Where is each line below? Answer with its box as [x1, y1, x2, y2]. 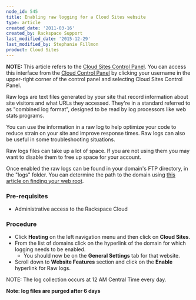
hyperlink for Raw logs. [14, 265, 71, 272]
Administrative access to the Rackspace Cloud [14, 205, 128, 212]
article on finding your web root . [6, 177, 84, 184]
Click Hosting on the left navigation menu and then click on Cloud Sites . [14, 234, 190, 241]
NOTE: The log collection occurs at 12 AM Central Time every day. [6, 276, 167, 283]
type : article [6, 19, 41, 25]
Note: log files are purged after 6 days [6, 288, 101, 295]
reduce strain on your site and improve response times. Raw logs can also [6, 129, 185, 136]
